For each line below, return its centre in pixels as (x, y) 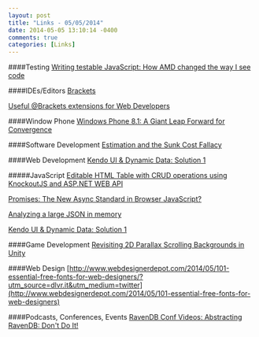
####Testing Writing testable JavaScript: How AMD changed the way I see (129, 67)
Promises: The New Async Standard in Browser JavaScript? (105, 199)
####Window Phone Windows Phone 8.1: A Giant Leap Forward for (117, 121)
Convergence (30, 130)
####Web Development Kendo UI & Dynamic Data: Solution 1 (107, 160)
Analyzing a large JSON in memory (65, 214)
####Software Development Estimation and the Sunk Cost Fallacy (115, 145)
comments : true (33, 37)
